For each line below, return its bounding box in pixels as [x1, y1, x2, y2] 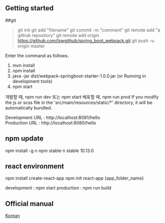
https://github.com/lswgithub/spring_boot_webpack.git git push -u [17, 37, 154, 43]
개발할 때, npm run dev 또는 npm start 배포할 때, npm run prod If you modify [5, 93, 159, 99]
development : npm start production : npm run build [5, 185, 111, 191]
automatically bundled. [5, 104, 52, 110]
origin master [17, 42, 45, 49]
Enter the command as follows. [5, 52, 69, 58]
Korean [5, 212, 20, 219]
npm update [5, 134, 44, 143]
